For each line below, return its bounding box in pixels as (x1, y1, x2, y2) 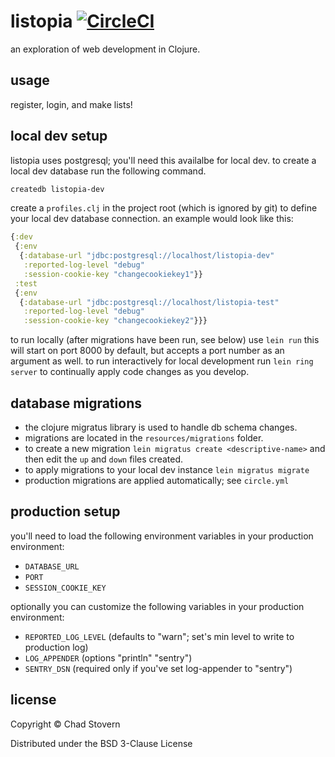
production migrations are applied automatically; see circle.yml (24, 475, 290, 486)
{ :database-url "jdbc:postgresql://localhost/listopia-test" (19, 297, 280, 307)
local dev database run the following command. (10, 165, 207, 177)
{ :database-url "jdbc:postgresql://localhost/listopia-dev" (19, 251, 275, 261)
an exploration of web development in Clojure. (10, 43, 201, 55)
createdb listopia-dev (10, 184, 105, 194)
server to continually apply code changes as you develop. (10, 366, 250, 378)
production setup (10, 503, 121, 520)
